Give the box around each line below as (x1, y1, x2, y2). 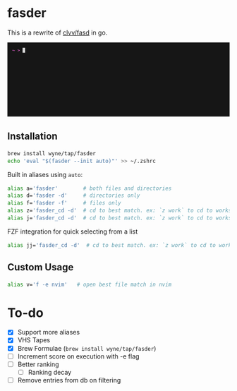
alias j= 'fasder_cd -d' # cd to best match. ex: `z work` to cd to (7, 215, 213, 222)
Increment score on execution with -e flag (17, 351, 140, 361)
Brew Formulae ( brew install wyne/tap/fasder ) (17, 344, 157, 352)
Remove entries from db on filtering (17, 375, 121, 384)
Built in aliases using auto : (7, 170, 83, 179)
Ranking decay (28, 368, 72, 376)
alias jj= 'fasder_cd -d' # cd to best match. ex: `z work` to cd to (7, 241, 217, 248)
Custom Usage (7, 261, 74, 273)
